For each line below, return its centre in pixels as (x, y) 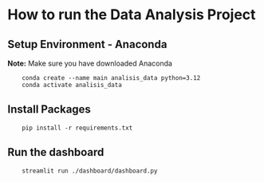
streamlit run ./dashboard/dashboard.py (90, 171)
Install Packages (49, 109)
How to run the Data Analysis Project (132, 15)
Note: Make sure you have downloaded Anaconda (90, 63)
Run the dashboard (56, 152)
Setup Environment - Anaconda (87, 44)
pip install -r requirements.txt (77, 128)
